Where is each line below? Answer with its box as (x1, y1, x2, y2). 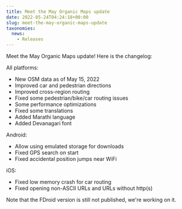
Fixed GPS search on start (14, 149, 79, 156)
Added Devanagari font (14, 120, 72, 126)
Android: (6, 131, 27, 138)
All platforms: (6, 64, 39, 71)
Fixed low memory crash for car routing (14, 179, 111, 185)
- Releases (17, 36, 44, 42)
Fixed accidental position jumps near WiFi (14, 156, 117, 162)
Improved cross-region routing (14, 88, 90, 95)
